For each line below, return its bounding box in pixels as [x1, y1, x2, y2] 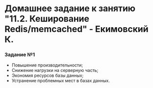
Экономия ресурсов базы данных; [11, 72, 84, 78]
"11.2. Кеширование [4, 13, 90, 24]
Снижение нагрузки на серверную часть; [11, 68, 98, 73]
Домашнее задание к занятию [4, 3, 136, 14]
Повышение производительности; [11, 62, 83, 68]
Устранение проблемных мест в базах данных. [11, 78, 110, 84]
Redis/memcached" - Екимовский [4, 24, 149, 35]
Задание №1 [4, 52, 35, 58]
